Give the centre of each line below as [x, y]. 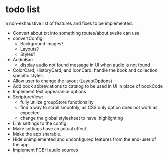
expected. [30, 113]
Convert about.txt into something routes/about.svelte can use [76, 33]
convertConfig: [28, 38]
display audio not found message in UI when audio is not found [85, 65]
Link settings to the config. [40, 123]
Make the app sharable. [37, 134]
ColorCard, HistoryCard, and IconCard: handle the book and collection [85, 70]
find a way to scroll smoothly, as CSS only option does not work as [89, 107]
